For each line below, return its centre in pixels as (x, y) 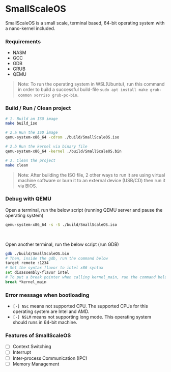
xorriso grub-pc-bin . (56, 95)
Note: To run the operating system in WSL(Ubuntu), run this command (91, 84)
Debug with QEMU (28, 199)
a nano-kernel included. (30, 28)
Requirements (23, 41)
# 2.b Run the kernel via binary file (46, 147)
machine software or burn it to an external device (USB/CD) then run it (91, 180)
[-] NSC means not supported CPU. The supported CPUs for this (80, 306)
